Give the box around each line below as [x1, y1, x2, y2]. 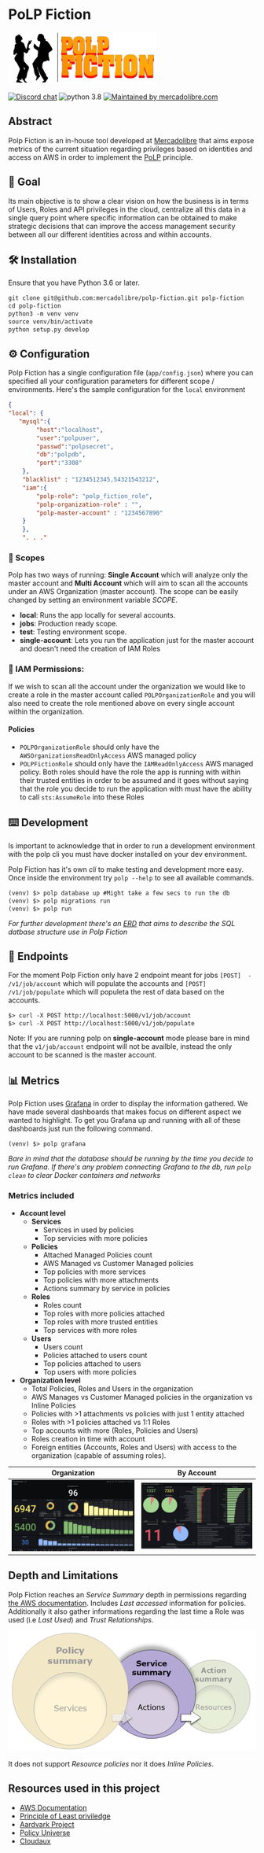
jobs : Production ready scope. [19, 619, 118, 629]
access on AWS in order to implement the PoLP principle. [8, 152, 193, 162]
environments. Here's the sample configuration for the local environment [8, 385, 246, 394]
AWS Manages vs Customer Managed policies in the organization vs [31, 1392, 253, 1401]
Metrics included [8, 1190, 75, 1201]
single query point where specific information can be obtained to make [8, 212, 237, 222]
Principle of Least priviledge [19, 1811, 112, 1821]
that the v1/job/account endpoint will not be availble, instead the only [8, 1042, 233, 1051]
